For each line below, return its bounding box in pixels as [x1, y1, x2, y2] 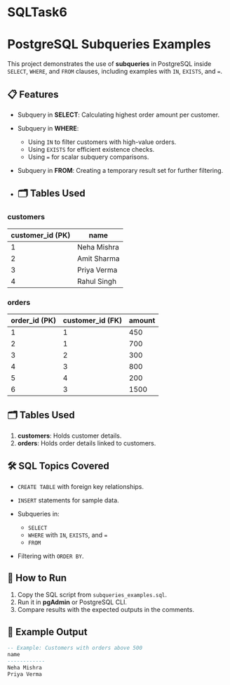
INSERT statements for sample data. [17, 496, 119, 504]
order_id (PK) [11, 315, 57, 325]
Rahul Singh [76, 276, 117, 286]
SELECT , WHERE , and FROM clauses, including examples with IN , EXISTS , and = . [7, 67, 223, 76]
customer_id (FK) [62, 315, 123, 325]
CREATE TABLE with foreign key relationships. [17, 482, 144, 490]
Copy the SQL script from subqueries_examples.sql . [17, 591, 167, 599]
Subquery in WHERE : [17, 124, 79, 132]
